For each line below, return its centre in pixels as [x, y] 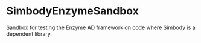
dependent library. [29, 33]
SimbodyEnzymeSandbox [72, 11]
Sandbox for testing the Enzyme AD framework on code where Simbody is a [101, 27]
